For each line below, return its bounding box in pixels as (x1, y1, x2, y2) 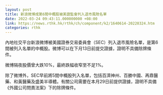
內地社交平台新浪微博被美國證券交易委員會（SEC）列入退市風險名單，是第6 (5, 40, 159, 46)
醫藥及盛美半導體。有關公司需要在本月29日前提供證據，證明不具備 (22, 79, 157, 85)
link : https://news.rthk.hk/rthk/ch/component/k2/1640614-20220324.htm (5, 21, 155, 26)
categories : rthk (5, 25, 41, 30)
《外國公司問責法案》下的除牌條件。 (5, 85, 79, 91)
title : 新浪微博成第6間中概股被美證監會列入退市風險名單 (5, 12, 107, 17)
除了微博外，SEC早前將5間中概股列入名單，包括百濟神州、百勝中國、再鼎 (5, 72, 154, 78)
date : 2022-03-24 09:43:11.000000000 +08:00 (5, 16, 98, 21)
